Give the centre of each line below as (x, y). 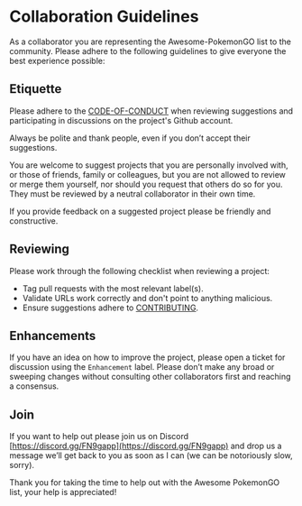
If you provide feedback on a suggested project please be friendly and (140, 211)
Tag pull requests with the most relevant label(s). (113, 288)
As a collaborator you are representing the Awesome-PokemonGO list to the (150, 41)
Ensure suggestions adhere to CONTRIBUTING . (110, 308)
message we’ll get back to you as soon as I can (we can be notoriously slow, (151, 455)
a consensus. (34, 386)
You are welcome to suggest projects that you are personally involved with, (149, 165)
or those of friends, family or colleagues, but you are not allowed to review (148, 174)
